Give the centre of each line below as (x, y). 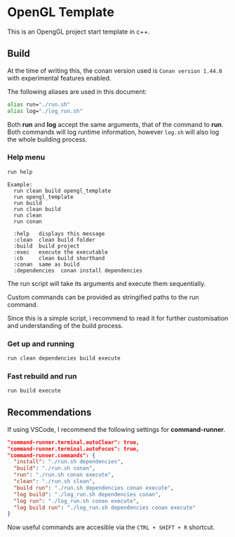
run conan (28, 222)
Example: (20, 184)
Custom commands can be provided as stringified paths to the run (103, 297)
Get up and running (41, 344)
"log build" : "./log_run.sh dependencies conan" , (87, 494)
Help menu (26, 157)
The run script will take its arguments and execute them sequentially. (107, 283)
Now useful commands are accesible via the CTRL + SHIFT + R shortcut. (111, 527)
